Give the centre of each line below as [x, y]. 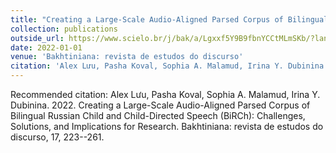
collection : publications [64, 29]
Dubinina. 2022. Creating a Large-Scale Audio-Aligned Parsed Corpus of [160, 105]
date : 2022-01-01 [46, 47]
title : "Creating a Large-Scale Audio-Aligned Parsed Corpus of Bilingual [169, 19]
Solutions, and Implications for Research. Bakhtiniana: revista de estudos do [167, 126]
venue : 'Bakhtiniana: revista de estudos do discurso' [127, 57]
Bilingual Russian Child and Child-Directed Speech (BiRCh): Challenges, [158, 115]
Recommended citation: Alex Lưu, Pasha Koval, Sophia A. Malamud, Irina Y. [165, 94]
